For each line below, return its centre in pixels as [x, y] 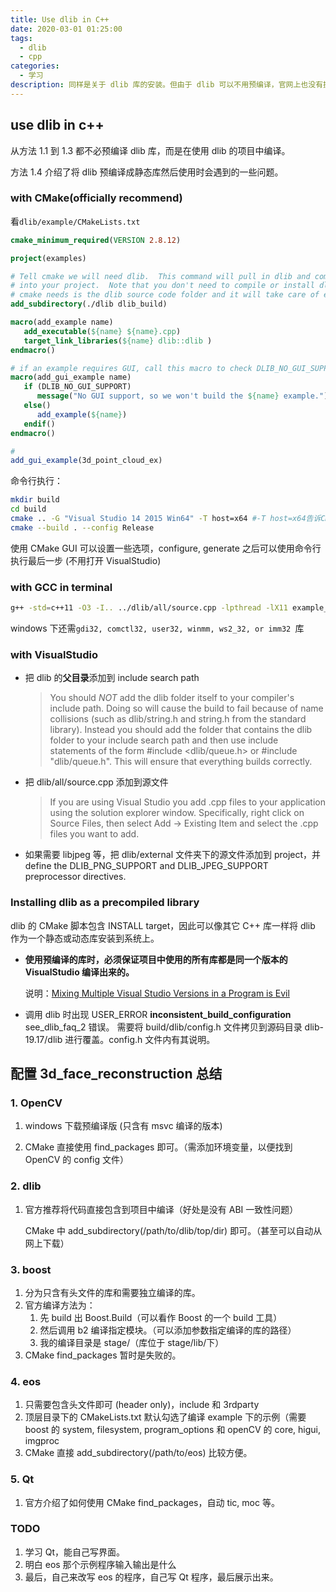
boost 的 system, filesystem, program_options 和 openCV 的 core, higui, [173, 1430]
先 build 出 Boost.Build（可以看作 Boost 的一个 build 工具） [161, 1317]
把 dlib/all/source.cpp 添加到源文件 [96, 782]
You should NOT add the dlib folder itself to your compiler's [172, 698]
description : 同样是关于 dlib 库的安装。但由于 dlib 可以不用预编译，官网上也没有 [167, 85]
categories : [35, 66]
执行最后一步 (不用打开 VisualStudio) [86, 560]
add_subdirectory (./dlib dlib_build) [89, 304]
